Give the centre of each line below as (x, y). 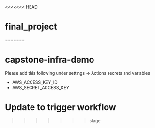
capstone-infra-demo (50, 60)
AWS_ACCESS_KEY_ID (35, 82)
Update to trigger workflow (61, 107)
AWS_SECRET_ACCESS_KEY (40, 87)
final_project (31, 27)
